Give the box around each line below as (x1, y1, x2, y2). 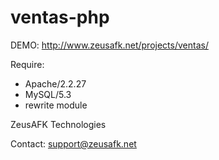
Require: (10, 58, 45, 70)
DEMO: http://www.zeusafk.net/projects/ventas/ (10, 39, 209, 51)
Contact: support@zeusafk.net (10, 137, 137, 150)
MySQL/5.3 (24, 88, 72, 100)
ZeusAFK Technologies (10, 118, 107, 130)
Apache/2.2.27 (24, 77, 87, 90)
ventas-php (10, 6, 110, 29)
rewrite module (24, 99, 88, 111)
